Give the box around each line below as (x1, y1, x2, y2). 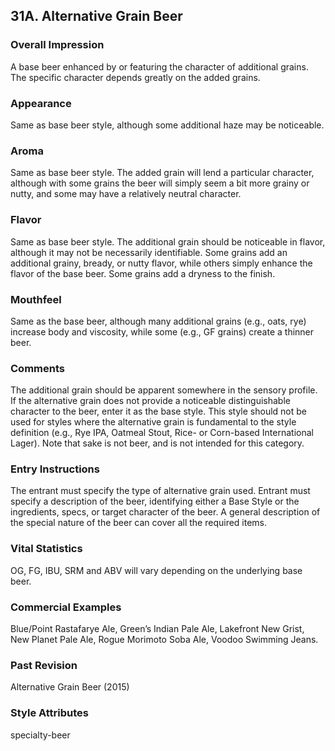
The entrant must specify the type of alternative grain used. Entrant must (10, 485, 311, 497)
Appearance (10, 96, 72, 110)
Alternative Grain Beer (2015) (10, 681, 130, 693)
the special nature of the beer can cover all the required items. (10, 517, 268, 529)
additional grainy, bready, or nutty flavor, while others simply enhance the (10, 257, 313, 269)
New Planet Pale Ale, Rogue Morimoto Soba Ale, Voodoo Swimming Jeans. (10, 634, 319, 646)
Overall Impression (10, 38, 105, 52)
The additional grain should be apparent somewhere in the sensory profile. (10, 384, 318, 396)
